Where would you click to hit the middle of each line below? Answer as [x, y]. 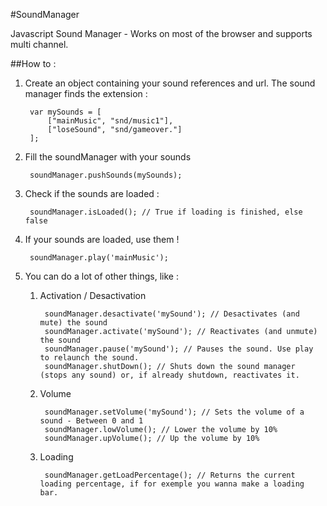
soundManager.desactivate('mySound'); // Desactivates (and [172, 314]
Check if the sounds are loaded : [92, 193]
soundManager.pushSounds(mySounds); [106, 175]
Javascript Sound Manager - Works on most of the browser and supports [161, 33]
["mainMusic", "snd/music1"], [110, 121]
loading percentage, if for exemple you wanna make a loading [172, 484]
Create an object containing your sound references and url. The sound [170, 83]
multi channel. [39, 44]
